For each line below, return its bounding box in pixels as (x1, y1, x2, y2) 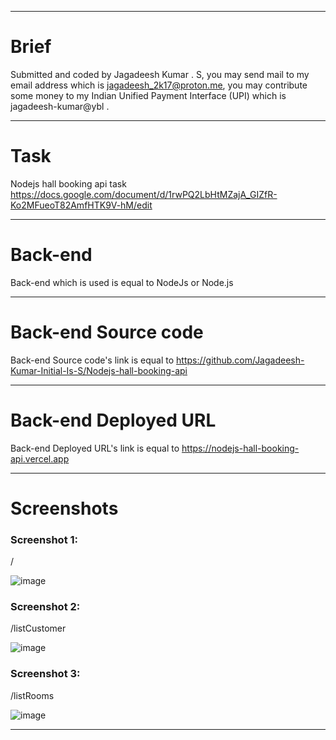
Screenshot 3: (10, 667, 81, 681)
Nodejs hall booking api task (10, 177, 127, 190)
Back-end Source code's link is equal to (10, 354, 175, 366)
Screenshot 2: (10, 600, 81, 614)
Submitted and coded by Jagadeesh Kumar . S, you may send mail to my (10, 68, 310, 80)
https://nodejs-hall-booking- (181, 442, 300, 454)
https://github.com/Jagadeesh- (176, 354, 305, 366)
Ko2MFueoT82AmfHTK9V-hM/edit (10, 199, 153, 211)
